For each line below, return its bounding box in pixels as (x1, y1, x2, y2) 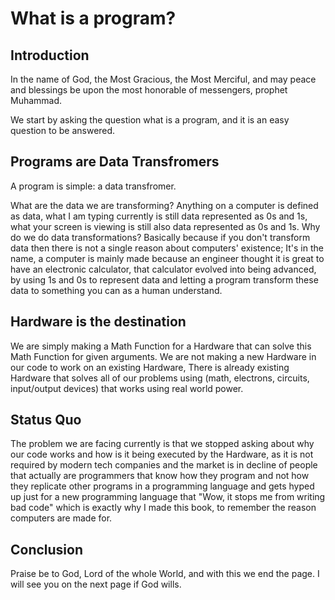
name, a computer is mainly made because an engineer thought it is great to (10, 252, 325, 264)
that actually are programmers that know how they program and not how (10, 470, 310, 482)
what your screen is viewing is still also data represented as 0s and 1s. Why (10, 220, 321, 232)
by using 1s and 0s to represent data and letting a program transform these (10, 273, 319, 286)
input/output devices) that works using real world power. (10, 382, 244, 394)
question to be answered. (10, 125, 116, 136)
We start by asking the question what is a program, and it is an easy (10, 114, 290, 126)
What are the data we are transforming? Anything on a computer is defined (10, 199, 319, 211)
